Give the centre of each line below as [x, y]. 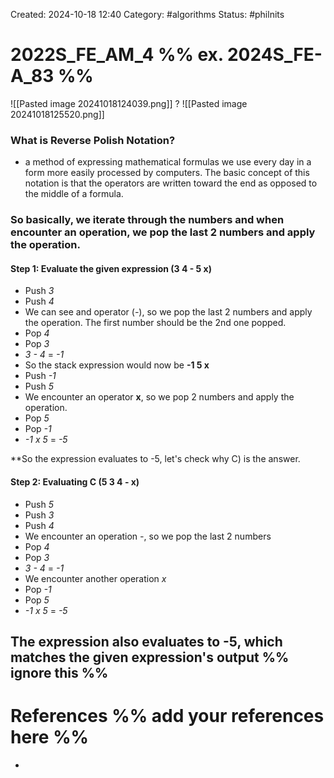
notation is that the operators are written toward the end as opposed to [171, 183]
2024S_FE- [274, 55]
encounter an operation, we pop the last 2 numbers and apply [163, 232]
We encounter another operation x [95, 578]
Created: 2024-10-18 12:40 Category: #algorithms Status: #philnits [147, 14]
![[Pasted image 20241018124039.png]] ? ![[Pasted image [129, 103]
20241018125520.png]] [57, 114]
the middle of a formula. [74, 194]
